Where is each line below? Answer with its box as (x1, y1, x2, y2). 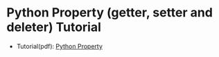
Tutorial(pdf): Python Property (16, 42, 103, 50)
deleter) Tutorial (6, 19, 102, 35)
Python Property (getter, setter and (6, 5, 213, 21)
